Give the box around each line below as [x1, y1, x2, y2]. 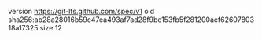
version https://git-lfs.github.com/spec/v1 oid [8, 7, 155, 16]
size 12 [39, 23, 63, 32]
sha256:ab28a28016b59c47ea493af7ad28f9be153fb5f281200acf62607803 [8, 15, 254, 24]
